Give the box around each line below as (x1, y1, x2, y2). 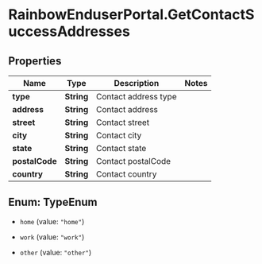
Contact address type (96, 91, 177, 102)
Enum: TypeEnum (8, 196, 98, 209)
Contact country (96, 169, 157, 180)
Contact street (96, 117, 150, 128)
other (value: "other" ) (19, 247, 92, 257)
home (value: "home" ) (19, 216, 85, 226)
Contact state (96, 143, 147, 153)
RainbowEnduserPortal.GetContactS (8, 6, 255, 24)
